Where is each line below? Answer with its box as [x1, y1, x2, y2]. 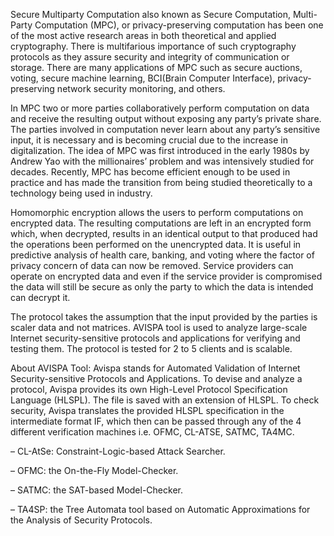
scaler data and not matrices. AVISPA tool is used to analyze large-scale [10, 322, 308, 333]
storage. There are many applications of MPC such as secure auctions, [10, 62, 303, 73]
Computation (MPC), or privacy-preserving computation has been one [34, 19, 324, 31]
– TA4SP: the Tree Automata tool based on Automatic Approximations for [10, 504, 311, 515]
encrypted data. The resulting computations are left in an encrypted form [10, 217, 312, 229]
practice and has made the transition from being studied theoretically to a [10, 177, 313, 188]
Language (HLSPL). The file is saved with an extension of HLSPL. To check [10, 394, 320, 406]
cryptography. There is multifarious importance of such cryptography [10, 40, 297, 52]
